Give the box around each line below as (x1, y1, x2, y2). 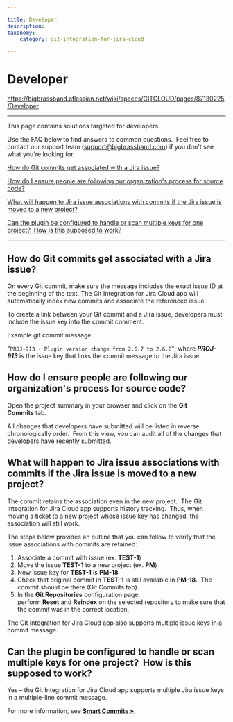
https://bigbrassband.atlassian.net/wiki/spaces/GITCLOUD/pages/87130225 (7, 94, 225, 103)
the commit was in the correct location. (17, 605, 130, 613)
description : (7, 22, 45, 30)
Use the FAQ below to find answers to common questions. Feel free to (7, 135, 209, 144)
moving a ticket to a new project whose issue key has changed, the (7, 512, 199, 520)
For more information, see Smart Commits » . (7, 707, 137, 715)
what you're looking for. (7, 150, 75, 158)
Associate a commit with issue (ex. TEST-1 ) (17, 553, 141, 562)
